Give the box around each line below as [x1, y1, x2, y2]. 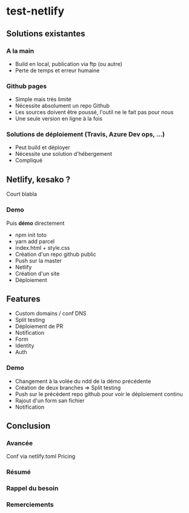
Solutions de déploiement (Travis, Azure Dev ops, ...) [6, 130, 165, 139]
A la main [6, 47, 35, 55]
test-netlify [6, 4, 65, 18]
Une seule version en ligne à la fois [15, 115, 103, 122]
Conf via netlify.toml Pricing [6, 453, 76, 460]
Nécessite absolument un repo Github [15, 102, 110, 110]
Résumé [6, 468, 31, 477]
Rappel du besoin [6, 484, 59, 492]
